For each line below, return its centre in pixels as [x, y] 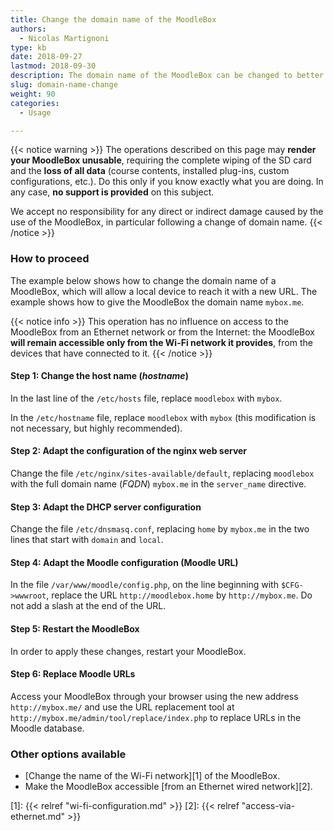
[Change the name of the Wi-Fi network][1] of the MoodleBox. [152, 776]
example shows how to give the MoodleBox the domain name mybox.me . [157, 302]
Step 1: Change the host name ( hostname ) [99, 376]
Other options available [68, 754]
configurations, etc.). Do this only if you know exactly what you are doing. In [167, 182]
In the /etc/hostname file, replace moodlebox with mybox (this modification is [163, 417]
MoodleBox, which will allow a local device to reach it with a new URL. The [164, 291]
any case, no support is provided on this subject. [112, 192]
